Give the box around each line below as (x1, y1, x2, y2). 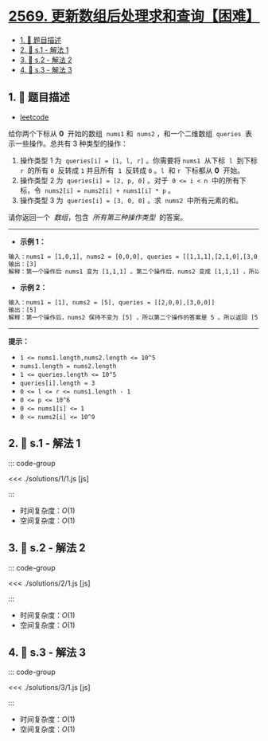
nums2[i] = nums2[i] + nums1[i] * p (45, 186, 167, 195)
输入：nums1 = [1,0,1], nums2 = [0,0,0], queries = (8, 253, 180, 261)
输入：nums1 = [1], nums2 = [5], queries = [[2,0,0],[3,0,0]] (8, 299, 216, 307)
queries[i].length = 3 (19, 379, 95, 387)
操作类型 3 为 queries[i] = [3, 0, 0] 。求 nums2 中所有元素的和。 (19, 195, 243, 205)
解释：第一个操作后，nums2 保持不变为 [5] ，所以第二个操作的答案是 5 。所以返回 (8, 314, 248, 322)
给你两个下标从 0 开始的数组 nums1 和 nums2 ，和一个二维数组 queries (8, 128, 242, 138)
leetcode (19, 112, 49, 122)
